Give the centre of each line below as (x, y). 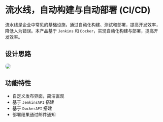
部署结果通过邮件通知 (34, 114)
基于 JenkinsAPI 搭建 (33, 102)
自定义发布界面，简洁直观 (38, 96)
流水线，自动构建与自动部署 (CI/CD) (78, 10)
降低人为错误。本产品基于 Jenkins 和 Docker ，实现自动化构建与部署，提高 (80, 30)
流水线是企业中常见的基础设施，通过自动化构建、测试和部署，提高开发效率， (83, 25)
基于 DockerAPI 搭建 (32, 108)
